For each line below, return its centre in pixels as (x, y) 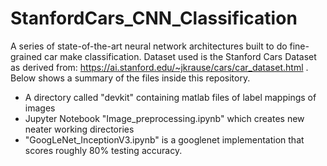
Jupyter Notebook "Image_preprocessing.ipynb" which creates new (164, 118)
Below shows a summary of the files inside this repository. (130, 78)
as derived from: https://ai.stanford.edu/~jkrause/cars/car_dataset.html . (159, 67)
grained (26, 56)
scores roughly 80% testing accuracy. (103, 150)
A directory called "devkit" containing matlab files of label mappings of (170, 97)
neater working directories (79, 129)
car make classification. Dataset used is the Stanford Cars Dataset (180, 56)
